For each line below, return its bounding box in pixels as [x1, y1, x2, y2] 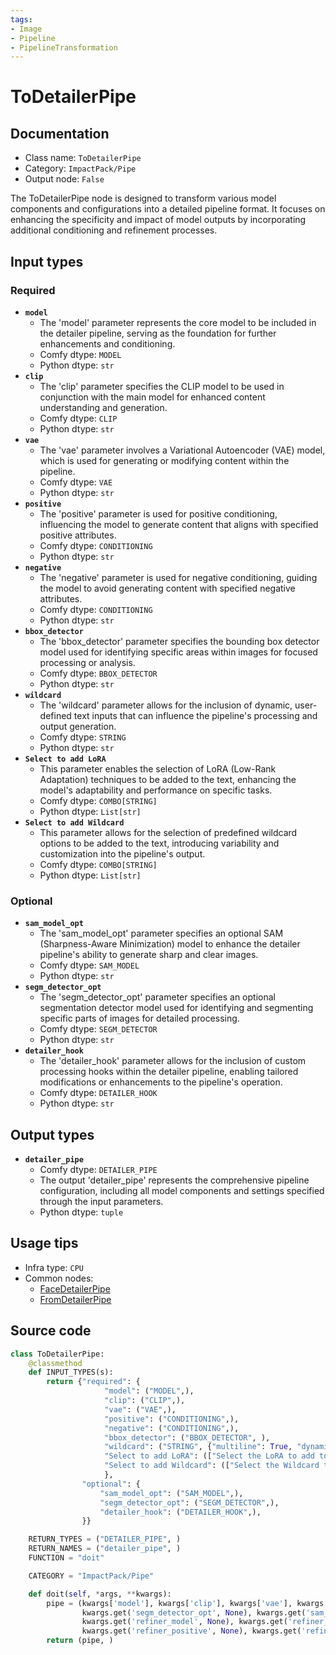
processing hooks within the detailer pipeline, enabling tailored [39, 1066, 299, 1078]
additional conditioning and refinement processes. [10, 224, 218, 236]
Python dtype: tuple [39, 1206, 124, 1218]
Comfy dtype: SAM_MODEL [39, 959, 140, 971]
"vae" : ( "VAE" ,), [104, 1404, 177, 1415]
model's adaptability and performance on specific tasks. [39, 784, 273, 796]
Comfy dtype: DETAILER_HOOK [39, 1087, 158, 1099]
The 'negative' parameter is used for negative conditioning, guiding [39, 571, 318, 583]
